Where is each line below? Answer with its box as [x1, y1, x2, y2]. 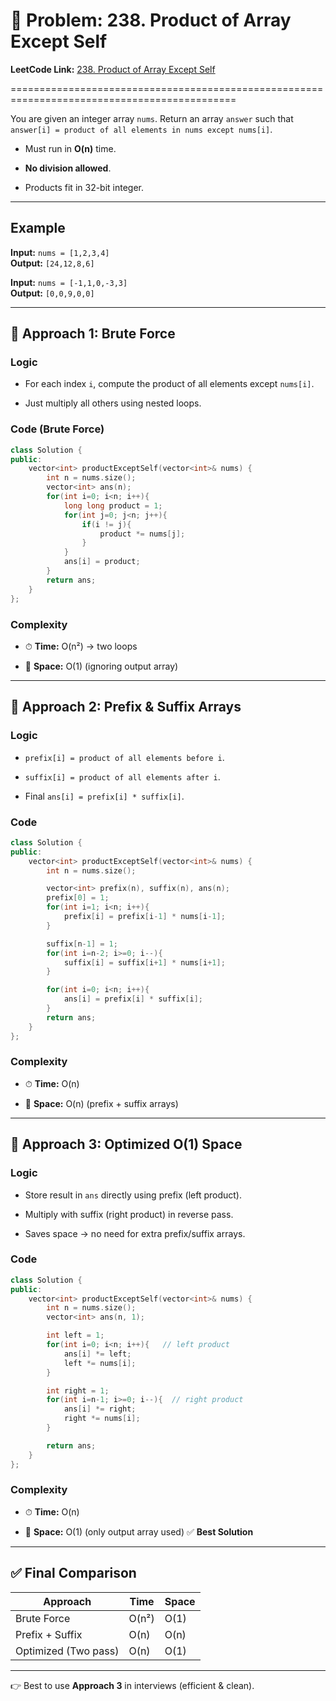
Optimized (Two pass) [15, 1644, 120, 1658]
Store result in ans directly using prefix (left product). [24, 1189, 243, 1201]
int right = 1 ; [46, 1385, 110, 1396]
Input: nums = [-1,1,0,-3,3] [10, 276, 128, 288]
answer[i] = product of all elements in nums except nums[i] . [10, 123, 273, 135]
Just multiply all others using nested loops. [24, 397, 202, 409]
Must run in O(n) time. [24, 142, 117, 154]
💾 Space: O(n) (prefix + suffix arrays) [24, 1097, 179, 1109]
